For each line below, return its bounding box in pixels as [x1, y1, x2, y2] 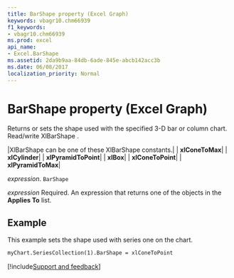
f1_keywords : [7, 24, 46, 31]
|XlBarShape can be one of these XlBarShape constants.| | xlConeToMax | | [7, 145, 228, 154]
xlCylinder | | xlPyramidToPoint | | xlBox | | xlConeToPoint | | [7, 153, 182, 162]
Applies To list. [7, 196, 52, 205]
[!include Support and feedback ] [7, 262, 101, 271]
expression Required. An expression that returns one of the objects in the [7, 188, 222, 197]
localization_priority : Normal [7, 70, 100, 77]
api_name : [7, 43, 37, 51]
